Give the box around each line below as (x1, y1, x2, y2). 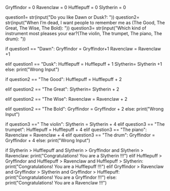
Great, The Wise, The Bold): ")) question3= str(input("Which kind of (5, 25, 147, 31)
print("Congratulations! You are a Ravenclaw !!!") (5, 180, 107, 185)
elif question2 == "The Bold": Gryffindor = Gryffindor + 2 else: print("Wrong (5, 106, 164, 112)
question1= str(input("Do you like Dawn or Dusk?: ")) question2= (5, 14, 140, 20)
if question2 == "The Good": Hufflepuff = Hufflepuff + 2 (5, 76, 122, 82)
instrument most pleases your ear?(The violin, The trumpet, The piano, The (5, 31, 162, 36)
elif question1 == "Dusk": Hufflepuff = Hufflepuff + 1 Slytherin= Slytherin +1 (5, 61, 162, 67)
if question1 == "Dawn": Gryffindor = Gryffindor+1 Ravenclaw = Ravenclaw (5, 46, 161, 51)
